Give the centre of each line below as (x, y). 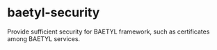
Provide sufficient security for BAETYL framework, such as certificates (108, 32)
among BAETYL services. (44, 38)
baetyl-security (54, 13)
